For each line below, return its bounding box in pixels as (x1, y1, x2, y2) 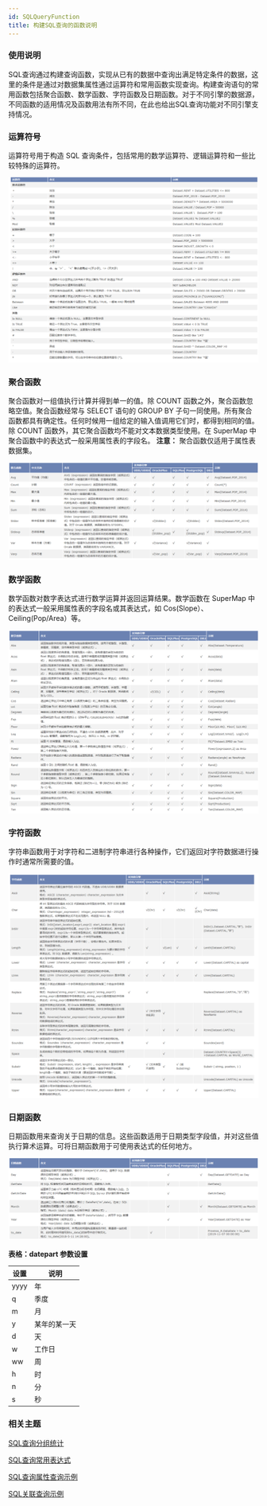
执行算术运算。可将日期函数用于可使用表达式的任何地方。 (8, 1141, 196, 1151)
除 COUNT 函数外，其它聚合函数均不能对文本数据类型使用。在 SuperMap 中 (8, 426, 257, 435)
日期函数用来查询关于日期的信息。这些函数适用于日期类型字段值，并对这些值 (8, 1131, 259, 1141)
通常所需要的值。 (21, 856, 78, 867)
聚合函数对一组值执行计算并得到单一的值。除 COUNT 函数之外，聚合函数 (8, 396, 246, 405)
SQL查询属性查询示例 (8, 1472, 78, 1481)
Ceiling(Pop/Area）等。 (8, 614, 85, 623)
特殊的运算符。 (14, 161, 64, 170)
